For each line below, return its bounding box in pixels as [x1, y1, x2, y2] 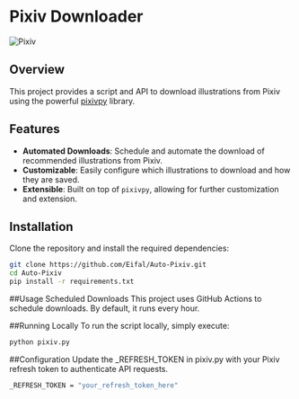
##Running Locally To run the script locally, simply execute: [9, 321, 230, 331]
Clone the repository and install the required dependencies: [9, 243, 230, 253]
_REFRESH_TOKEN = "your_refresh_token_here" [9, 380, 179, 390]
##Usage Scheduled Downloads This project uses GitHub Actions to [9, 294, 262, 304]
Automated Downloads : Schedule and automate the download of [22, 146, 265, 156]
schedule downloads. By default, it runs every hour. [9, 303, 200, 314]
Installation [9, 218, 74, 235]
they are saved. [22, 173, 80, 185]
